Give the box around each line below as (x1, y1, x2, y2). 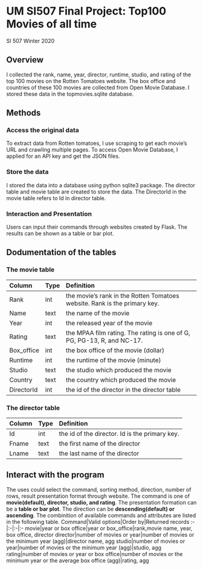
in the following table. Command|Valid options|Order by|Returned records (6, 518, 190, 525)
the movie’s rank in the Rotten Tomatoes (65, 291, 179, 300)
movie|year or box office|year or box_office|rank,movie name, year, (25, 525, 193, 532)
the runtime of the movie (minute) (65, 356, 161, 364)
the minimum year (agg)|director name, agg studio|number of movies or (6, 537, 185, 545)
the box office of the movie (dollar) (65, 346, 165, 354)
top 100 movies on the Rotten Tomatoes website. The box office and (6, 77, 176, 84)
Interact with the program (6, 470, 105, 480)
